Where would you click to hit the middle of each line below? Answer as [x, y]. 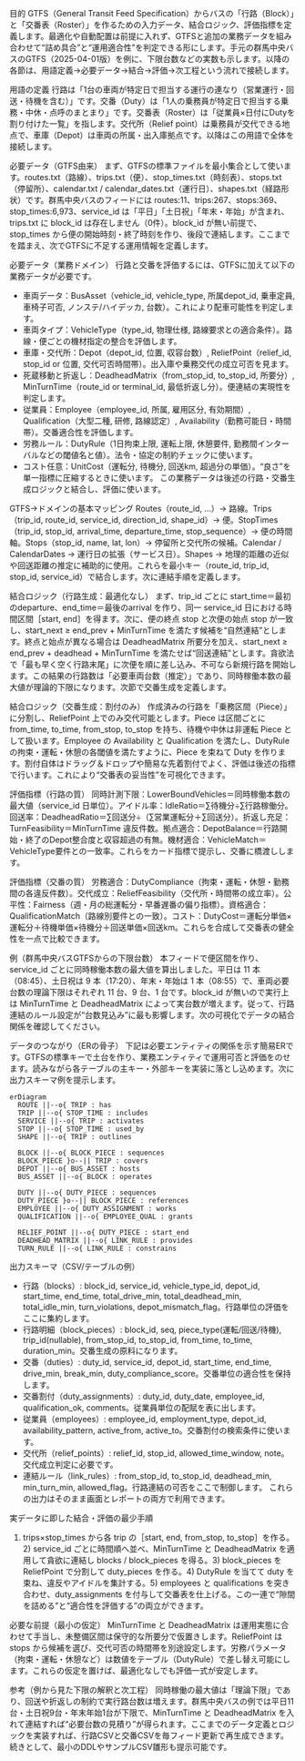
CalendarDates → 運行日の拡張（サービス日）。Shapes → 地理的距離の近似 [149, 554]
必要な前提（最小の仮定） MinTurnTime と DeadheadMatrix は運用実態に [145, 1625]
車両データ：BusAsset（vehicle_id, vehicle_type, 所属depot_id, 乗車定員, [159, 295]
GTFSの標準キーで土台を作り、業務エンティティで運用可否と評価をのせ [158, 1057]
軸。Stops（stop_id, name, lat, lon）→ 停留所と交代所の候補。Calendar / [146, 543]
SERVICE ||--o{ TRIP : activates [81, 1121]
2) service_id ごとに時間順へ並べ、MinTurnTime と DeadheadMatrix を [155, 1549]
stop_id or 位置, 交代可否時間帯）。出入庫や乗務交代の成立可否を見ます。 [158, 364]
